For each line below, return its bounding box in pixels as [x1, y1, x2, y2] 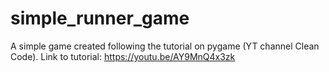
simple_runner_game [10, 7, 190, 30]
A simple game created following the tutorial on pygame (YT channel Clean [10, 40, 320, 52]
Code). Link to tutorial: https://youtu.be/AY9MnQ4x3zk [10, 50, 236, 62]
